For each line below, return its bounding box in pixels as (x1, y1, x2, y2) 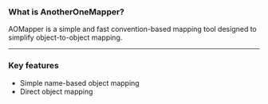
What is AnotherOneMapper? (8, 6, 125, 17)
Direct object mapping (19, 87, 93, 96)
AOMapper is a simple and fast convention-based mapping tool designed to (8, 25, 257, 34)
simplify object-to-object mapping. (8, 33, 123, 42)
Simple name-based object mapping (19, 78, 140, 87)
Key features (8, 60, 60, 71)
